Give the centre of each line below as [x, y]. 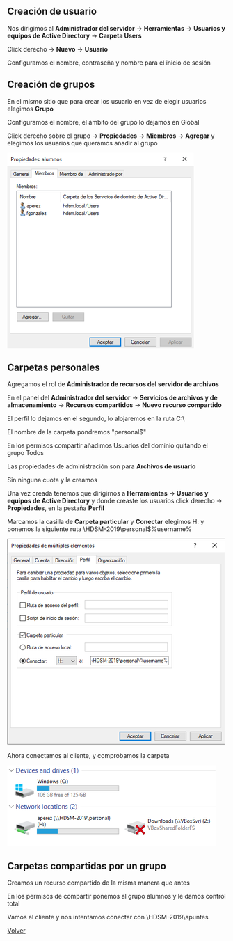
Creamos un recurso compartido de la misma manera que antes [98, 883]
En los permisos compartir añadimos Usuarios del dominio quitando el [108, 445]
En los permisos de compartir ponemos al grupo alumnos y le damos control [116, 896]
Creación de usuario [52, 11]
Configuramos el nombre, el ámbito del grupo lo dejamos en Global [103, 122]
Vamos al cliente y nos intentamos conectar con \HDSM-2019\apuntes [108, 917]
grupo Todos [25, 453]
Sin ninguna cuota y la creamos [52, 480]
